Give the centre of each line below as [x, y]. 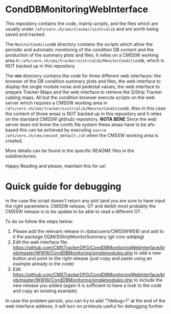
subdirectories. [21, 156]
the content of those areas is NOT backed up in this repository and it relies [83, 114]
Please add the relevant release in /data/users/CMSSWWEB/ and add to [88, 231]
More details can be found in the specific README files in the [70, 150]
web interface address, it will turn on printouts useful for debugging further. [85, 306]
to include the [148, 280]
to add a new [148, 253]
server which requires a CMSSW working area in [56, 102]
